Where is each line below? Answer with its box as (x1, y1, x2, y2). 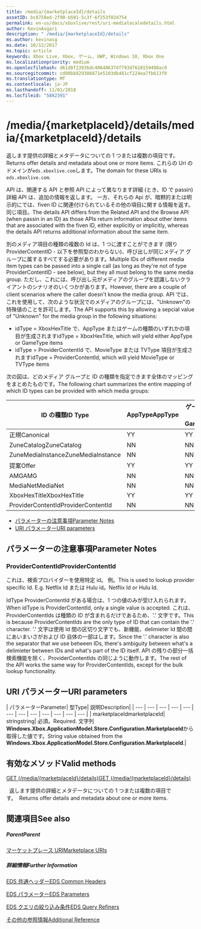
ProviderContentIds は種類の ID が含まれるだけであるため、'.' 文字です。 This (6, 612, 194, 619)
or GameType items (14, 339, 63, 346)
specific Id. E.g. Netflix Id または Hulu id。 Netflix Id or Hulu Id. (6, 584, 159, 592)
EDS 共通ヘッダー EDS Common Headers (6, 878, 106, 885)
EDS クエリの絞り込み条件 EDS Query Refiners (6, 903, 120, 910)
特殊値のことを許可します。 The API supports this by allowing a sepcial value (6, 306, 194, 313)
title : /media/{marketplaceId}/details (6, 8, 106, 15)
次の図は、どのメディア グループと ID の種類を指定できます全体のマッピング (6, 373, 193, 380)
